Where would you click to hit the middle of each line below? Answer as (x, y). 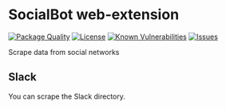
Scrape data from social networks (64, 52)
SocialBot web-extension (94, 15)
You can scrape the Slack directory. (67, 96)
